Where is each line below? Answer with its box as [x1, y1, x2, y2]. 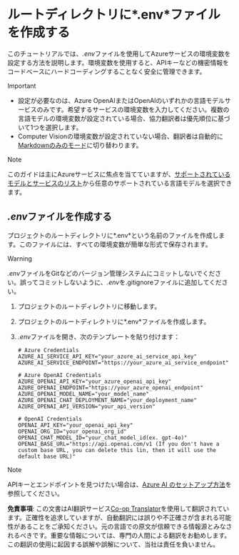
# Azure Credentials [17, 346, 79, 354]
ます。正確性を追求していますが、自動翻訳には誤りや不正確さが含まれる [7, 513, 219, 521]
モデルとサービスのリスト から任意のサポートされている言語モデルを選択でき [7, 179, 233, 187]
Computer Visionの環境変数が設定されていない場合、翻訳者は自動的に [17, 131, 223, 140]
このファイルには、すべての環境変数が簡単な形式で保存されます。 [19, 240, 212, 249]
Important [7, 81, 36, 90]
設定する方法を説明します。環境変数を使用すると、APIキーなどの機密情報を [7, 58, 230, 66]
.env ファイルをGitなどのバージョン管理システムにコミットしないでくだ [7, 269, 215, 277]
